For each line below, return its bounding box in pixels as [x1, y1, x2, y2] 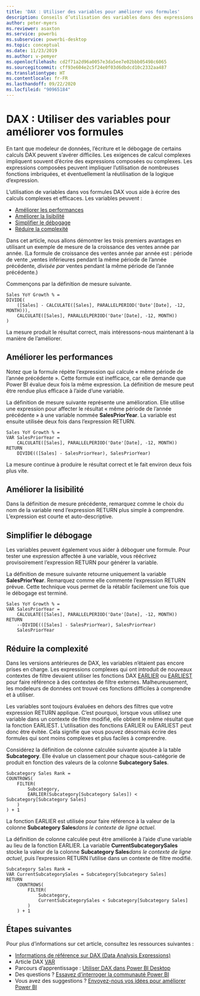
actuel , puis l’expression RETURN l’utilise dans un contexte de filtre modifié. [6, 855, 192, 862]
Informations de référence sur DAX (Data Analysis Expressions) [14, 952, 171, 959]
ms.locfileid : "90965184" [6, 87, 70, 93]
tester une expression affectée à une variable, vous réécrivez [6, 553, 157, 560]
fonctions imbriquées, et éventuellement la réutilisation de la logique [6, 170, 174, 177]
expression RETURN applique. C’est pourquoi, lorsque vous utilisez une [6, 709, 181, 717]
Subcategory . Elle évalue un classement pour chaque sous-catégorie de [6, 753, 186, 760]
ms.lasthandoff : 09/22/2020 [6, 81, 76, 87]
